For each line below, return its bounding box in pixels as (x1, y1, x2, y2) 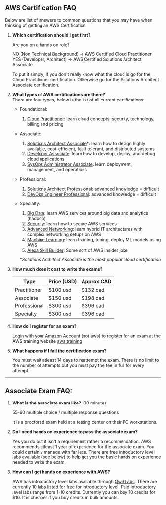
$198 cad (81, 294, 105, 301)
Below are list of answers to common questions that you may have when (5, 17, 153, 23)
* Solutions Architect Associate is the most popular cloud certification (19, 256, 161, 262)
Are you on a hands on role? (12, 42, 70, 48)
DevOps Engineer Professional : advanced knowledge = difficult (27, 191, 156, 197)
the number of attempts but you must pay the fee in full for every (12, 362, 145, 368)
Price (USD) (48, 278, 77, 285)
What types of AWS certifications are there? (12, 91, 105, 97)
